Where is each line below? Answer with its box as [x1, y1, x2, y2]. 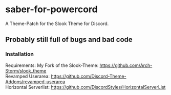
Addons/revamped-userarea [5, 78, 66, 85]
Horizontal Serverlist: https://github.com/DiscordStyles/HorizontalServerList [5, 84, 166, 90]
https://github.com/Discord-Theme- [51, 73, 126, 79]
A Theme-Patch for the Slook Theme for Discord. [5, 20, 109, 27]
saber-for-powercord [5, 4, 98, 15]
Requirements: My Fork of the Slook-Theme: [5, 62, 99, 68]
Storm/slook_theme [5, 67, 47, 74]
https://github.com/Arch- [99, 62, 153, 68]
